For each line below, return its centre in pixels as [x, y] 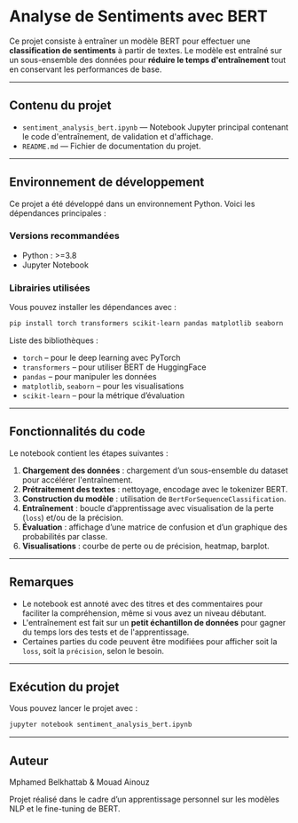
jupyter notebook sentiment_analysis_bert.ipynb [101, 725]
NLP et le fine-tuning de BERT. [65, 809]
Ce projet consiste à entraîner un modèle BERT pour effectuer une [130, 41]
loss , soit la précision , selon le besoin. [93, 651]
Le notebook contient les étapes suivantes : [89, 453]
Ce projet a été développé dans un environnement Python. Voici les [132, 204]
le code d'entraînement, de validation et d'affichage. [118, 136]
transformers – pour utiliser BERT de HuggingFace [114, 367]
